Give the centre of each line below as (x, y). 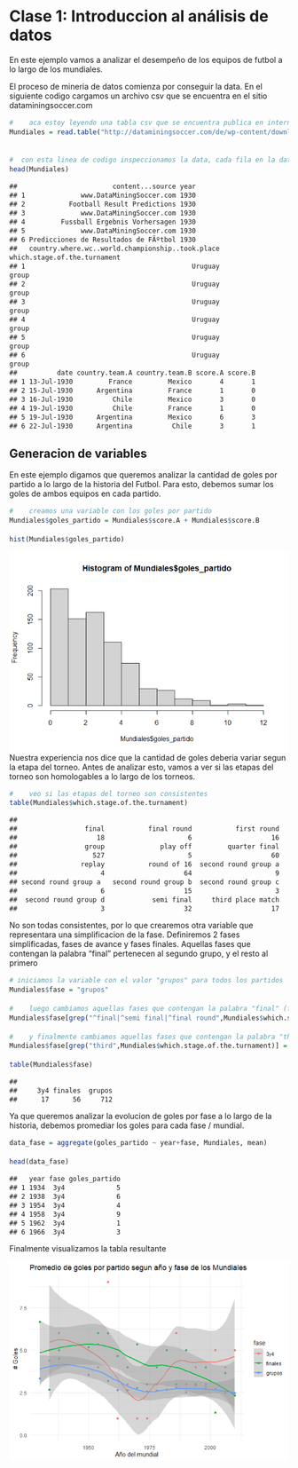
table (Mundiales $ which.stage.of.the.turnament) (99, 803)
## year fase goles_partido (65, 1179)
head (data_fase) (39, 1161)
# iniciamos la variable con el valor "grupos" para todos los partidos (146, 981)
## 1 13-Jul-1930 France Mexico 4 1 (132, 382)
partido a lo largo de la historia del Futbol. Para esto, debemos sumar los (141, 484)
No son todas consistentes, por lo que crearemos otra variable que (131, 926)
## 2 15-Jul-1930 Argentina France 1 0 (132, 391)
